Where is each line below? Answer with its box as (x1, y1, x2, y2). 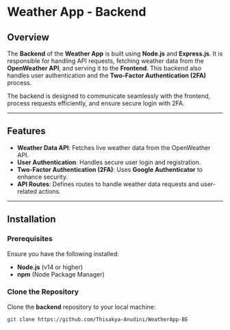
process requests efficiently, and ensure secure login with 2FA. (7, 99, 185, 107)
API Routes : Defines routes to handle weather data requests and (16, 179, 200, 188)
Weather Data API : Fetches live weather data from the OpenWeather (16, 143, 211, 151)
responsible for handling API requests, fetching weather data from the (7, 57, 204, 65)
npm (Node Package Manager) (16, 270, 105, 278)
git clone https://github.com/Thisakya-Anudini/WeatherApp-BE (7, 316, 188, 322)
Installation (7, 214, 56, 225)
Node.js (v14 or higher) (16, 263, 84, 271)
